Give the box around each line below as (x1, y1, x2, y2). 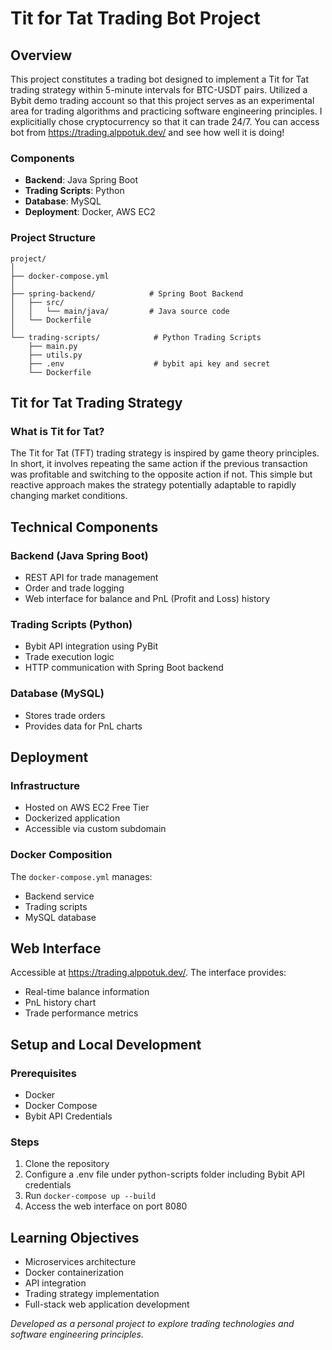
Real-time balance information (24, 986, 150, 998)
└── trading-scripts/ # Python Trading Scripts (10, 332, 262, 342)
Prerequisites (10, 1066, 77, 1080)
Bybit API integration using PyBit (24, 640, 159, 652)
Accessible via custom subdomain (24, 823, 167, 835)
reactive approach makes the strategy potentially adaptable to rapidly (10, 479, 297, 491)
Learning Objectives (10, 1229, 140, 1246)
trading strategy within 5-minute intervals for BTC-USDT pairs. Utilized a (10, 84, 308, 96)
